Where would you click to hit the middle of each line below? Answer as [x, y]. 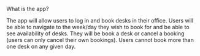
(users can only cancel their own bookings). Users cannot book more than [100, 40]
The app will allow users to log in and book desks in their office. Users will [100, 20]
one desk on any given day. [41, 46]
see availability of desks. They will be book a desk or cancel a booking [95, 33]
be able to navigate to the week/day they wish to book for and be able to [98, 27]
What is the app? [28, 9]
